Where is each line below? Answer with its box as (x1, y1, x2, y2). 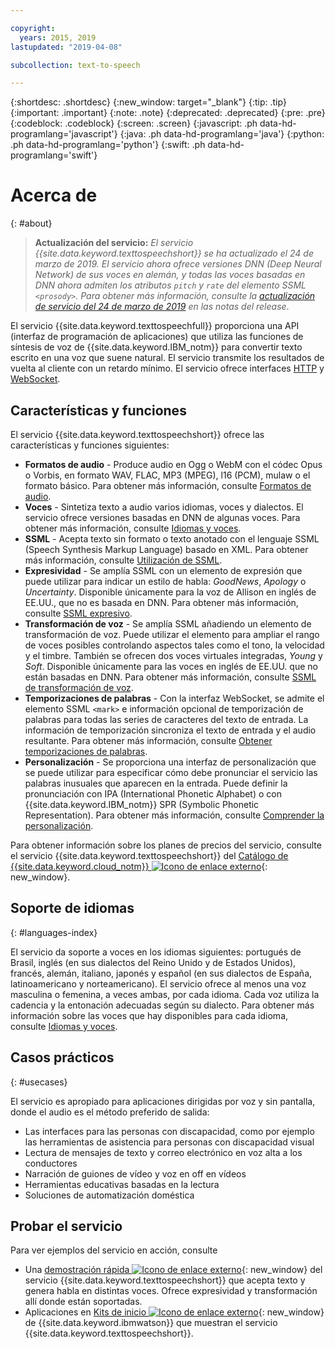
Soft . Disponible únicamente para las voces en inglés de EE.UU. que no (24, 661, 318, 672)
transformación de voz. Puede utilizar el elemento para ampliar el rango (24, 629, 320, 640)
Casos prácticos (10, 1049, 115, 1066)
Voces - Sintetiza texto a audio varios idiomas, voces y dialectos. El (24, 501, 304, 513)
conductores (24, 1157, 78, 1169)
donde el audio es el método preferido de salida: (10, 1106, 210, 1118)
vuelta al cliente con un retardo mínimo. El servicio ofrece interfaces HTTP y (10, 362, 325, 375)
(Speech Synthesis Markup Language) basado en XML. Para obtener (24, 544, 309, 555)
